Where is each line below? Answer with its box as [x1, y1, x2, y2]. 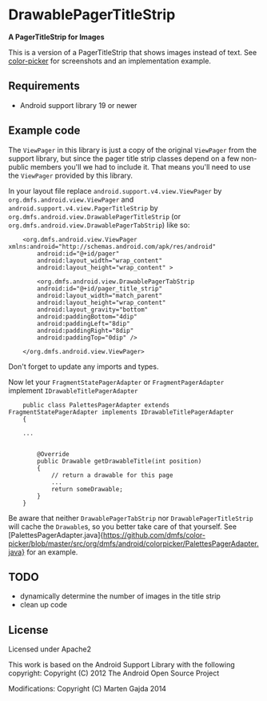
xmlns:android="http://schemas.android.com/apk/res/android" [8, 242, 217, 250]
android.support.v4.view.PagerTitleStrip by [8, 202, 158, 213]
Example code [8, 124, 81, 138]
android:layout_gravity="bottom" [37, 306, 149, 314]
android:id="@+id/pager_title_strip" [37, 284, 162, 293]
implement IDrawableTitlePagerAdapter [8, 386, 138, 395]
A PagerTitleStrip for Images [8, 32, 106, 42]
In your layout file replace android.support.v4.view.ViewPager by [8, 186, 222, 195]
